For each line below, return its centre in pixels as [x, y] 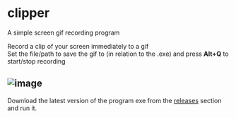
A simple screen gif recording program [64, 33]
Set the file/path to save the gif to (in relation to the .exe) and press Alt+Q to [118, 54]
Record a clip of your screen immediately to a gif [78, 46]
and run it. [22, 108]
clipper [29, 13]
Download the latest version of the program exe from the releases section [114, 100]
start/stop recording [36, 61]
